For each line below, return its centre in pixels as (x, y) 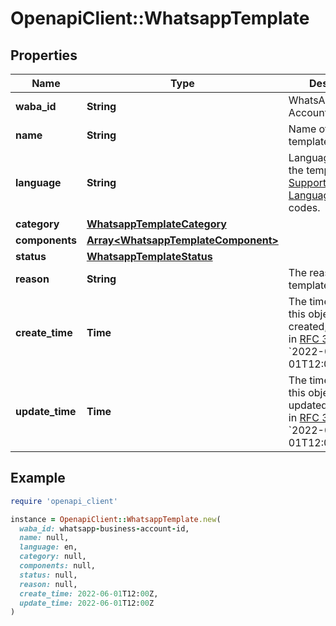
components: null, (58, 566)
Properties (44, 55)
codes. (304, 207)
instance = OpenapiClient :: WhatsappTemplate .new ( (116, 519)
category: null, (53, 557)
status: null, (48, 575)
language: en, (48, 547)
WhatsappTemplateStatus (149, 256)
